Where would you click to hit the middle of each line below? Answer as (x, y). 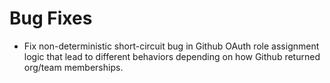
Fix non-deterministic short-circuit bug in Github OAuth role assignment (171, 46)
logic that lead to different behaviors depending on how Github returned (172, 56)
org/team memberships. (73, 67)
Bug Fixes (51, 18)
